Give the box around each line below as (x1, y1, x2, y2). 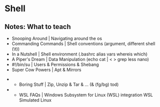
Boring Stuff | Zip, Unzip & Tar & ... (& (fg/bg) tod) (19, 81, 119, 87)
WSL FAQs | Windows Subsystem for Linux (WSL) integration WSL (19, 92, 153, 98)
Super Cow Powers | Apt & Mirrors (11, 67, 81, 73)
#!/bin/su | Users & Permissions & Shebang (11, 62, 99, 67)
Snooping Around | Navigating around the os (11, 35, 103, 41)
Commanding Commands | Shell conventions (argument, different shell (11, 41, 156, 47)
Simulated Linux (19, 97, 52, 103)
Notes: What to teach (4, 23, 71, 31)
